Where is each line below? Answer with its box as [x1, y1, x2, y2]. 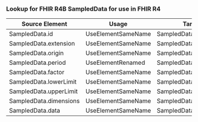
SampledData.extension [9, 39, 75, 48]
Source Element [21, 20, 68, 28]
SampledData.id [9, 30, 53, 38]
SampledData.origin [9, 49, 64, 57]
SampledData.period [9, 58, 66, 67]
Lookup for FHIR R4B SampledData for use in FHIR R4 [6, 5, 161, 13]
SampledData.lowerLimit [9, 78, 77, 86]
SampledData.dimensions [9, 97, 80, 105]
